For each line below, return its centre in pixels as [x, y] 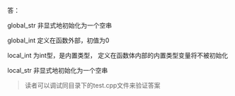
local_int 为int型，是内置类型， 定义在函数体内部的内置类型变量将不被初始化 [118, 55]
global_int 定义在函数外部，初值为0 [58, 40]
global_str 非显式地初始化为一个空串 [59, 25]
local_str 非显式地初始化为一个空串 [58, 70]
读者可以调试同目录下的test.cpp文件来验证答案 [92, 85]
